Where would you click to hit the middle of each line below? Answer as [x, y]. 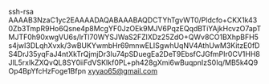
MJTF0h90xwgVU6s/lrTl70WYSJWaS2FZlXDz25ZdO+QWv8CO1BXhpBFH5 [134, 37]
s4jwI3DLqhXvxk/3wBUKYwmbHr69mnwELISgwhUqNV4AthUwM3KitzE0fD [134, 46]
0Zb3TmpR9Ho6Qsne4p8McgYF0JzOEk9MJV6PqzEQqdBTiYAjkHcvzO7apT [135, 28]
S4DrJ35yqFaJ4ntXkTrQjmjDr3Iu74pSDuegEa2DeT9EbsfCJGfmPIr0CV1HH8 [134, 54]
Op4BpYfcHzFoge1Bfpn [47, 71]
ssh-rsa [21, 12]
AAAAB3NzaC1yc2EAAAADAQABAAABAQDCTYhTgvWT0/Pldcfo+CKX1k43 [133, 20]
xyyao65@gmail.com [123, 71]
